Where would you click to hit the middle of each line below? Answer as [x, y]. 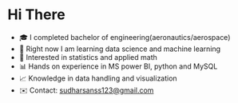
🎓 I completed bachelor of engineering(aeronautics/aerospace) [125, 37]
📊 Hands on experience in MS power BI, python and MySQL [118, 66]
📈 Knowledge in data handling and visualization [98, 78]
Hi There [36, 15]
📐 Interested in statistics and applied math [88, 57]
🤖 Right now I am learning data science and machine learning [120, 49]
